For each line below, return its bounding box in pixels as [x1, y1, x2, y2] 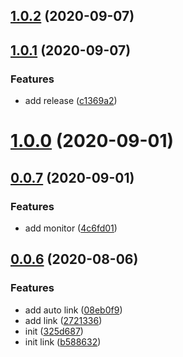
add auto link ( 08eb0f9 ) [24, 304, 123, 316]
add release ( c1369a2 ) [24, 95, 118, 107]
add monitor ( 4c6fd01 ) [24, 222, 118, 234]
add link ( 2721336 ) [24, 314, 103, 326]
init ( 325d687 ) [24, 325, 84, 337]
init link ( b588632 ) [24, 335, 102, 348]
